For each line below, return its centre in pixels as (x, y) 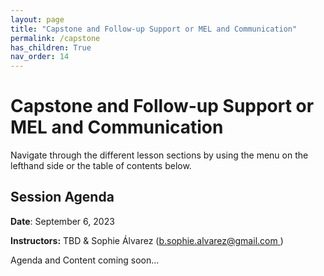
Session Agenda (62, 197)
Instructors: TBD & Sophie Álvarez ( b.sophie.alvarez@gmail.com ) (147, 240)
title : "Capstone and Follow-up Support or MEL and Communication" (154, 29)
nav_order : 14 (40, 57)
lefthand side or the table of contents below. (101, 166)
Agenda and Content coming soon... (85, 260)
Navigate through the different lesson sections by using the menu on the (159, 155)
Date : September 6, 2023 (62, 221)
